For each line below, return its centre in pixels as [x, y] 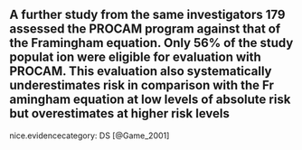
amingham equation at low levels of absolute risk [150, 100]
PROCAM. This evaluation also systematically [141, 71]
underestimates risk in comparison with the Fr [142, 85]
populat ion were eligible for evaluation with [136, 57]
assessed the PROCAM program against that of [145, 29]
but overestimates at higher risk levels [120, 113]
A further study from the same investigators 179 [147, 15]
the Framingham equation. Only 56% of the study [151, 43]
